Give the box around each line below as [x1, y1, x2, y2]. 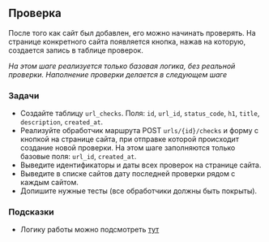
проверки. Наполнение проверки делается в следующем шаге [8, 69, 228, 80]
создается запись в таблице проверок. [8, 45, 143, 55]
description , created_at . [19, 117, 104, 127]
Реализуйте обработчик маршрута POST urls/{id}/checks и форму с [19, 126, 259, 136]
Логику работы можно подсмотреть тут [19, 225, 160, 235]
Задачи [8, 89, 40, 101]
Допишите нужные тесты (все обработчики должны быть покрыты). [19, 186, 258, 196]
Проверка [8, 6, 62, 20]
